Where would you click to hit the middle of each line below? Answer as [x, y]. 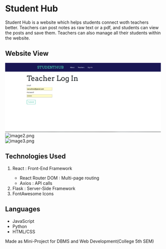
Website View [27, 54]
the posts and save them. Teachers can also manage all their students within [83, 33]
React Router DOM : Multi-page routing [60, 178]
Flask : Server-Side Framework [44, 188]
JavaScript [23, 221]
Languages [23, 209]
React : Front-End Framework [42, 168]
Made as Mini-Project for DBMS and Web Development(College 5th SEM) [80, 241]
